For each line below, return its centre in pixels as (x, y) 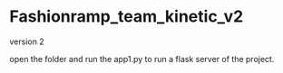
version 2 (27, 41)
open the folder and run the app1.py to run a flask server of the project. (142, 59)
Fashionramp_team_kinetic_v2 (127, 17)
